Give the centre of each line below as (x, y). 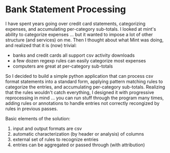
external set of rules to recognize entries (56, 139)
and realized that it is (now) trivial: (41, 45)
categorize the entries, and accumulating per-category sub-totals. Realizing (85, 87)
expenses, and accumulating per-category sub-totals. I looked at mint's (81, 29)
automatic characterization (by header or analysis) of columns (78, 134)
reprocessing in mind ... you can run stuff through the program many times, (84, 98)
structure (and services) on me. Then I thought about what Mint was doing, (84, 40)
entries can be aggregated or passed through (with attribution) (79, 145)
